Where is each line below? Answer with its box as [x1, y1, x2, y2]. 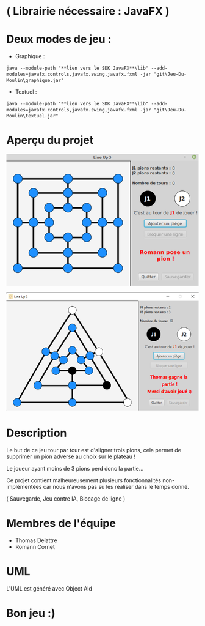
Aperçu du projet [6, 133, 94, 147]
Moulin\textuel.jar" [6, 113, 59, 119]
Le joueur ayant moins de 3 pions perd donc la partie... [6, 464, 144, 472]
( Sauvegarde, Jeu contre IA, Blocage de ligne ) [6, 494, 126, 502]
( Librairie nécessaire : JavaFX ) [6, 4, 170, 18]
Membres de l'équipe [6, 516, 116, 531]
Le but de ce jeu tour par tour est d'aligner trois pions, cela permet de [6, 446, 182, 453]
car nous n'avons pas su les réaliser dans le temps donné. [43, 483, 189, 490]
